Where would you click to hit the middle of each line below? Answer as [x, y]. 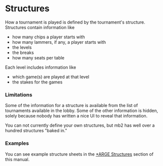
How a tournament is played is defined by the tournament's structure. [75, 22]
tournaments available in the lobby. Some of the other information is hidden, [81, 111]
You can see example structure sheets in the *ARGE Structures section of [79, 154]
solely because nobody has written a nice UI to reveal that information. [76, 116]
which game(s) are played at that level [51, 77]
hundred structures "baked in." [36, 131]
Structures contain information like [40, 27]
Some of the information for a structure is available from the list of [71, 106]
